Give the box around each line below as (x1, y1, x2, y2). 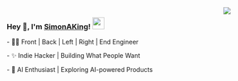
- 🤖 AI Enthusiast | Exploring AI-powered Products (6, 66, 153, 74)
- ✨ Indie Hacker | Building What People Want (6, 51, 141, 60)
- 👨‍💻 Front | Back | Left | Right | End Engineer (6, 38, 139, 46)
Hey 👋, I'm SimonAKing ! (6, 21, 91, 31)
